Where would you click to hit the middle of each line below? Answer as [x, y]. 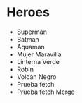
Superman [32, 32]
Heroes [28, 12]
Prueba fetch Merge [46, 92]
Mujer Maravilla [39, 54]
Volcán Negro [36, 77]
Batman [28, 39]
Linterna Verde [38, 61]
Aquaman [30, 47]
